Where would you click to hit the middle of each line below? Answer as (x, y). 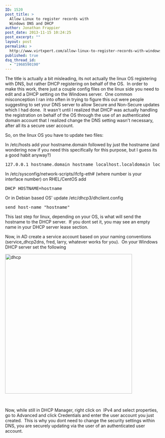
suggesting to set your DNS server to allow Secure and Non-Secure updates (82, 105)
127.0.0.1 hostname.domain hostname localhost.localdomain (78, 165)
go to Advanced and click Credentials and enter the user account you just (80, 415)
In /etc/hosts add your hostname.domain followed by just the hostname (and (82, 145)
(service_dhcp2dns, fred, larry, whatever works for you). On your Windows (82, 242)
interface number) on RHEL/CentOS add (46, 179)
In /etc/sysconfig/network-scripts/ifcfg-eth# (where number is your (73, 174)
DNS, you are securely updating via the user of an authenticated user (75, 426)
